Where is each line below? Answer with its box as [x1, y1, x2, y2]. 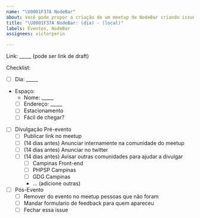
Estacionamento [23, 107, 64, 114]
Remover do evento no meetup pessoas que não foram [23, 192, 159, 200]
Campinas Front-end [32, 159, 83, 167]
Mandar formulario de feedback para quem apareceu [23, 199, 155, 207]
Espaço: [14, 88, 35, 95]
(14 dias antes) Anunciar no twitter [23, 146, 108, 153]
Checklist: [6, 64, 31, 72]
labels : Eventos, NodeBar [6, 25, 70, 32]
